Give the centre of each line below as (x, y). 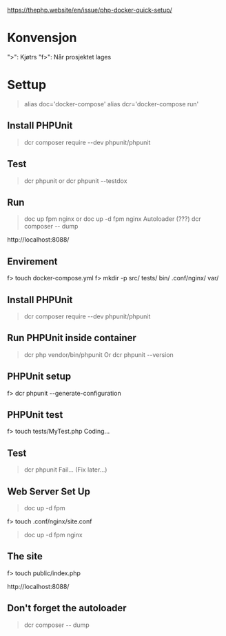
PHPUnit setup (39, 377)
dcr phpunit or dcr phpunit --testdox (75, 181)
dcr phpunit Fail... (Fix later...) (65, 470)
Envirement (32, 261)
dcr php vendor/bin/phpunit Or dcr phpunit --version (99, 354)
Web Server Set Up (49, 491)
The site (25, 556)
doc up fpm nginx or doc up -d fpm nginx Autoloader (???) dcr (112, 219)
